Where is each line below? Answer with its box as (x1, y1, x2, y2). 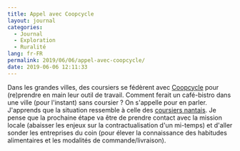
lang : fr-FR (7, 51, 43, 58)
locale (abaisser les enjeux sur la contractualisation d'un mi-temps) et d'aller (7, 120, 233, 129)
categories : (7, 24, 43, 31)
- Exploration (14, 37, 56, 44)
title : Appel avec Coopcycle (7, 10, 94, 18)
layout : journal (7, 17, 56, 24)
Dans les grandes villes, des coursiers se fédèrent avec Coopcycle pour (7, 83, 219, 91)
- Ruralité (14, 43, 46, 51)
